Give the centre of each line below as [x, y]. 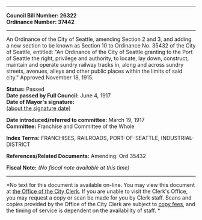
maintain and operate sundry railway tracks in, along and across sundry [95, 65]
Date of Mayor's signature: [41, 102]
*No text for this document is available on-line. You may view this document [101, 185]
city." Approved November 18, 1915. [50, 78]
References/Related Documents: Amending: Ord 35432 [76, 156]
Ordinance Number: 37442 [41, 22]
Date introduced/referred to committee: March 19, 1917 [75, 120]
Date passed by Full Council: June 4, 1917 [59, 96]
